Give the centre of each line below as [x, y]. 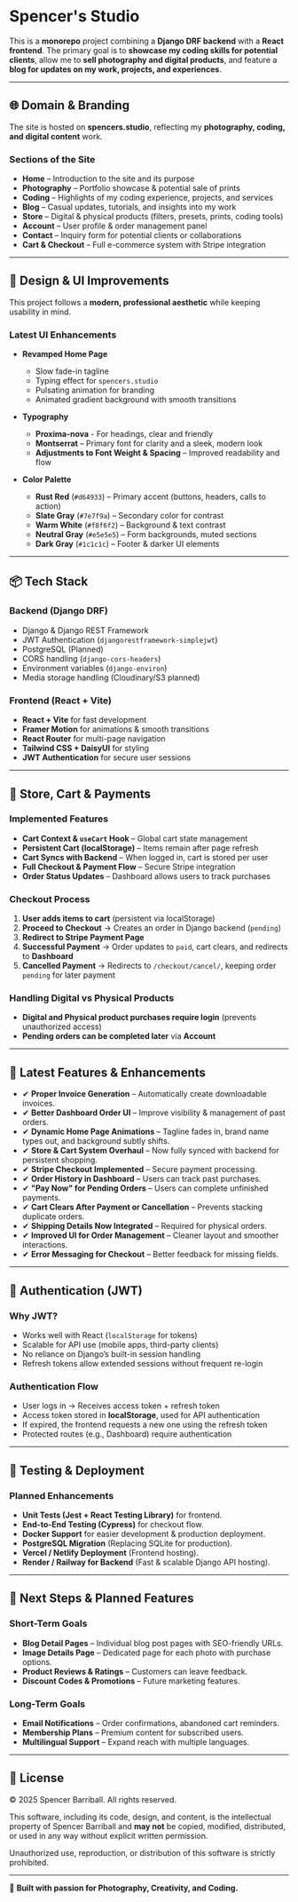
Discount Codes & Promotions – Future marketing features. [131, 1681]
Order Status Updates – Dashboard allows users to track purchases [146, 876]
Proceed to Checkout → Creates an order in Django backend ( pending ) [152, 928]
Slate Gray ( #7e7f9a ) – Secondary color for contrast [129, 516]
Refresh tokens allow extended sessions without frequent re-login [142, 1363]
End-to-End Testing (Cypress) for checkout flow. [113, 1524]
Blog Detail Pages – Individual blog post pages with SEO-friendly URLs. [153, 1643]
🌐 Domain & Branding [70, 105]
